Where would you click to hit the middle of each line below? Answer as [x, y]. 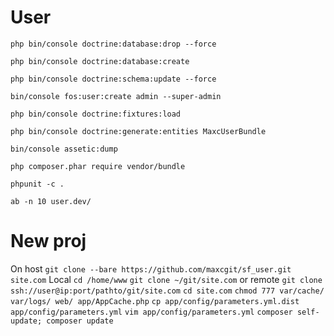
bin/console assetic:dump [64, 149]
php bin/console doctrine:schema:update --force [113, 79]
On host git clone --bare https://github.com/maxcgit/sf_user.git [151, 268]
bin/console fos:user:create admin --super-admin [116, 96]
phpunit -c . [37, 184]
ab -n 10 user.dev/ [51, 201]
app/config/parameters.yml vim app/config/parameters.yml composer [151, 312]
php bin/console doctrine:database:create [100, 61]
